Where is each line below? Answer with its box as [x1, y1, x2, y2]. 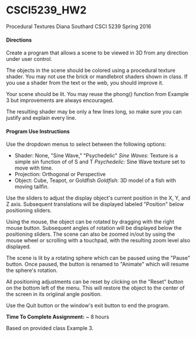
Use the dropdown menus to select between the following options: [6, 141, 167, 148]
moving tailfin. [14, 183, 49, 190]
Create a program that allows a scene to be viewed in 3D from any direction [6, 49, 188, 56]
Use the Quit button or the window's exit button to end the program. [6, 302, 170, 309]
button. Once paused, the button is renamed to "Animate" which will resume [6, 261, 189, 268]
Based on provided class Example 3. [6, 325, 94, 332]
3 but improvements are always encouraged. [6, 97, 114, 104]
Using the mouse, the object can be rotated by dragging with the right [6, 218, 174, 225]
